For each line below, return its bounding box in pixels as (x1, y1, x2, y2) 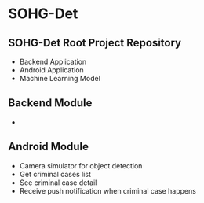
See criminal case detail (19, 178, 97, 187)
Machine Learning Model (19, 74, 100, 83)
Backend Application (19, 57, 87, 66)
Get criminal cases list (19, 169, 92, 179)
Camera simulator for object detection (19, 161, 143, 170)
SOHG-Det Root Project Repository (8, 36, 182, 50)
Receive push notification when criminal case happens (19, 186, 196, 195)
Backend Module (8, 96, 93, 110)
